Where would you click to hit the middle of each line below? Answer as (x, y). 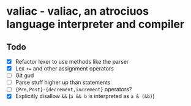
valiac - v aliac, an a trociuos (77, 11)
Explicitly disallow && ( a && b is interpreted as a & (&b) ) (85, 96)
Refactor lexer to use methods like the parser (72, 62)
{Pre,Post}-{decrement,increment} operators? (73, 89)
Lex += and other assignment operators (65, 69)
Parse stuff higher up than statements (63, 82)
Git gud (24, 75)
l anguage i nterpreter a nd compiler (95, 24)
